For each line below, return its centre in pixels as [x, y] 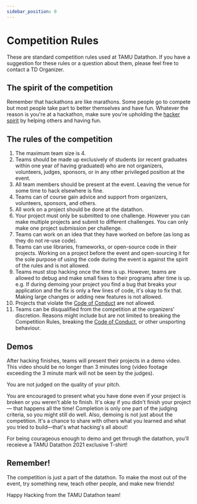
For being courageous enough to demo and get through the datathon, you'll [98, 439]
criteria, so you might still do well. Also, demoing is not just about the [90, 414]
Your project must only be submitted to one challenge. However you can [102, 216]
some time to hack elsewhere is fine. [60, 191]
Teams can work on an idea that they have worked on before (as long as [102, 234]
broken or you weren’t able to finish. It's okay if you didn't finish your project [99, 402]
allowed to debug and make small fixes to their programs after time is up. [103, 278]
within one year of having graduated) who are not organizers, [89, 166]
